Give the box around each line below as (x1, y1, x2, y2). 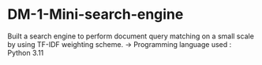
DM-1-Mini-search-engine (7, 5, 184, 23)
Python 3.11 (7, 48, 44, 57)
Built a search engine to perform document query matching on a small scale (7, 31, 254, 41)
